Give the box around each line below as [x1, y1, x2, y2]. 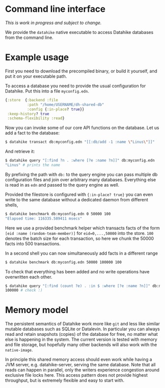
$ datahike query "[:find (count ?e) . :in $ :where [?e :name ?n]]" [5, 283, 151, 289]
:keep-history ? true [7, 111, 50, 116]
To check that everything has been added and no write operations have [5, 268, 150, 274]
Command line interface [5, 3, 106, 15]
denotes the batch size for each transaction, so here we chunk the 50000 [5, 235, 154, 241]
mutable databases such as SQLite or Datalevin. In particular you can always [5, 326, 160, 332]
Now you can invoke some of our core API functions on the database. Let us [5, 125, 160, 131]
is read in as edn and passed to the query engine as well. [5, 182, 119, 188]
